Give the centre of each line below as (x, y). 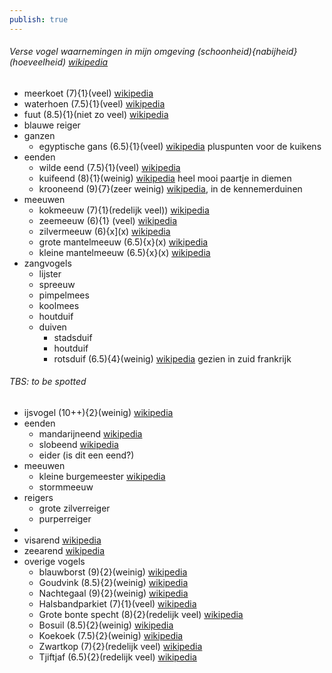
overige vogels (54, 562)
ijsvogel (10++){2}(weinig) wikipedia (98, 413)
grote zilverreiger (74, 508)
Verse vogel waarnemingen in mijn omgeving (102, 52)
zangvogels (47, 263)
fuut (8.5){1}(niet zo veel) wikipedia (96, 114)
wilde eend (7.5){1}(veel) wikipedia (109, 167)
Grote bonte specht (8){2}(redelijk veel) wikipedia (141, 615)
